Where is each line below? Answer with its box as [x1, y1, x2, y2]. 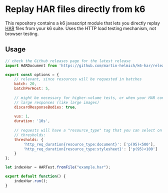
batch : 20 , [14, 81, 37, 86]
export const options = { [5, 72, 59, 77]
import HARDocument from [5, 63, 57, 68]
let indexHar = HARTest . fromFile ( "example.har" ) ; [5, 165, 111, 170]
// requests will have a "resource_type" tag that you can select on [14, 128, 162, 133]
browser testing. [5, 30, 39, 36]
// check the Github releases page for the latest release [5, 58, 131, 63]
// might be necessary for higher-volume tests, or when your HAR [14, 95, 155, 100]
